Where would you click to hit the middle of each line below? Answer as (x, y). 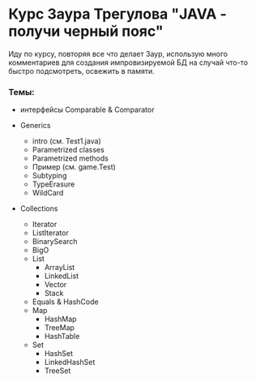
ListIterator (50, 233)
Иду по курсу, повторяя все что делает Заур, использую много (118, 54)
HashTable (62, 337)
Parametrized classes (68, 150)
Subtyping (49, 176)
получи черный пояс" (86, 31)
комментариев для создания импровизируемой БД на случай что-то (128, 62)
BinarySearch (55, 242)
